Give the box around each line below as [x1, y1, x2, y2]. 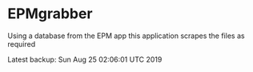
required [7, 39, 36, 48]
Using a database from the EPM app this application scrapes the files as [7, 31, 245, 40]
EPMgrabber [7, 5, 93, 23]
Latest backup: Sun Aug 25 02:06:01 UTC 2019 [7, 55, 163, 64]
